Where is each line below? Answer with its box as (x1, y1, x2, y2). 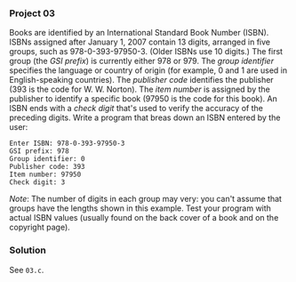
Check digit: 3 (9, 178, 66, 187)
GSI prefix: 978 (9, 147, 69, 156)
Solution (9, 244, 47, 256)
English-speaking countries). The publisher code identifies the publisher (9, 75, 274, 85)
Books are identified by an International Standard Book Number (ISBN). (9, 28, 269, 38)
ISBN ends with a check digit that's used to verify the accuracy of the (9, 103, 264, 114)
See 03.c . (9, 264, 44, 275)
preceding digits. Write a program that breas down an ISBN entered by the (9, 112, 281, 123)
